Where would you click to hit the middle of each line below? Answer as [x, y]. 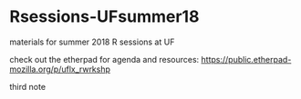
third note [28, 86]
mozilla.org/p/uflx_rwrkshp [60, 69]
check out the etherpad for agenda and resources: [104, 59]
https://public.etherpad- [246, 59]
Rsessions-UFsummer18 [104, 17]
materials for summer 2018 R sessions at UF [92, 42]
